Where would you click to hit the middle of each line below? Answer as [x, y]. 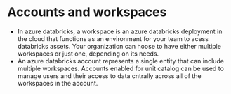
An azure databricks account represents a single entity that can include [121, 61]
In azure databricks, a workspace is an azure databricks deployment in [120, 31]
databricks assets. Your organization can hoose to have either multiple [119, 46]
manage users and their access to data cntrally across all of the [109, 76]
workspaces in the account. [58, 83]
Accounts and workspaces [87, 12]
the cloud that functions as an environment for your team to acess [113, 38]
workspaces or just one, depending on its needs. [88, 54]
